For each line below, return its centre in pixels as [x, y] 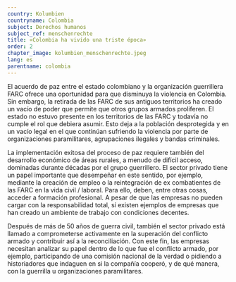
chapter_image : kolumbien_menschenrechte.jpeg [77, 54]
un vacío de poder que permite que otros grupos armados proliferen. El [111, 109]
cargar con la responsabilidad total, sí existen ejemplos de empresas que [113, 204]
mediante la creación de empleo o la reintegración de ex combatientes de [114, 182]
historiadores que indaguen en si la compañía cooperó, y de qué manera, [113, 263]
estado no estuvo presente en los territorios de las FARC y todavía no [108, 116]
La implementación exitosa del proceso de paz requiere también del [106, 152]
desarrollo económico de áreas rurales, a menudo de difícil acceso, [105, 160]
